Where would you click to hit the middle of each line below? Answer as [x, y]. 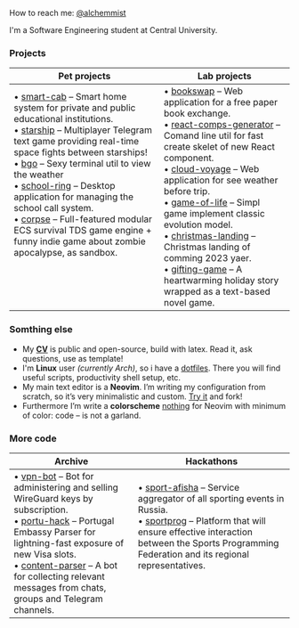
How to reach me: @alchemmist [68, 13]
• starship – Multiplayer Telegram [83, 130]
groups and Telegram [59, 599]
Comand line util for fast [214, 135]
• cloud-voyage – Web [211, 169]
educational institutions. [64, 119]
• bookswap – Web [203, 91]
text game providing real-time [77, 142]
